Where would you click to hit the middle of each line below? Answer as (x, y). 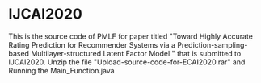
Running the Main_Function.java (61, 70)
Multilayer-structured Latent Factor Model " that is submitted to (136, 53)
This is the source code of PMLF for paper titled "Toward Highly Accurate (130, 36)
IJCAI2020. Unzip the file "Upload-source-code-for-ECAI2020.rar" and (127, 62)
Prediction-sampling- (213, 44)
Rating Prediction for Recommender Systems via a (92, 44)
